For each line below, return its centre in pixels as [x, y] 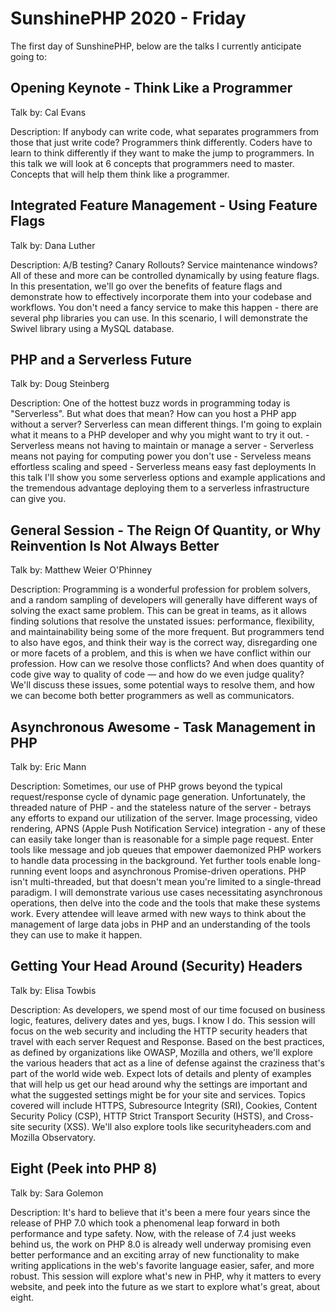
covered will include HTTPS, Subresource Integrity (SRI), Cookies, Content [164, 1105]
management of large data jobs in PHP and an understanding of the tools [160, 924]
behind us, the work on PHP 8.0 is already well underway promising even [161, 1244]
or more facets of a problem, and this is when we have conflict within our [161, 653]
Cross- [299, 1116]
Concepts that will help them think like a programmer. [120, 174]
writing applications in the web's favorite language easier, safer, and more [162, 1265]
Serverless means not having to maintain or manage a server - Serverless [162, 446]
